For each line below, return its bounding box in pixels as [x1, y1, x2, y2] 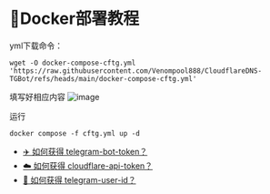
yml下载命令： [9, 40, 64, 51]
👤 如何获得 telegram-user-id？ [22, 174, 136, 185]
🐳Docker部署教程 [9, 8, 139, 29]
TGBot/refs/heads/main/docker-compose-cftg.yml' [9, 74, 197, 83]
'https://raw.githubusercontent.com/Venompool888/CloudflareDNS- [9, 66, 262, 76]
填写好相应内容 [9, 91, 65, 102]
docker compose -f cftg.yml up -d [9, 128, 141, 138]
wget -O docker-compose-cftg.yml [9, 58, 136, 67]
